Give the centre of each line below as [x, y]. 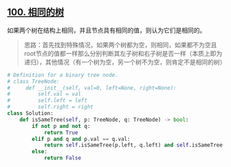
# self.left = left [47, 101]
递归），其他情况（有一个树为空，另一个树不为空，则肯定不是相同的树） [125, 62]
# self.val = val [44, 94]
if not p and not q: [61, 126]
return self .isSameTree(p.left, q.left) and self [116, 145]
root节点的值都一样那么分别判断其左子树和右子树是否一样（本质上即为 [123, 53]
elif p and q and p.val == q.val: [81, 139]
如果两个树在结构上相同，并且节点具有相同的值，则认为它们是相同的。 [107, 30]
